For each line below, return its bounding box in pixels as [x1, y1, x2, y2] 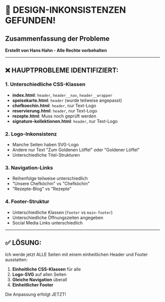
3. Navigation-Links [5, 164, 53, 171]
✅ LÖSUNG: [5, 238, 42, 247]
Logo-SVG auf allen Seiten [12, 272, 67, 277]
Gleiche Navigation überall [12, 277, 67, 283]
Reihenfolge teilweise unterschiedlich [12, 175, 88, 181]
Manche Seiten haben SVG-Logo [12, 141, 79, 147]
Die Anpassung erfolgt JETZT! [5, 292, 66, 298]
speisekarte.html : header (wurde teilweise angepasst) [12, 97, 122, 103]
